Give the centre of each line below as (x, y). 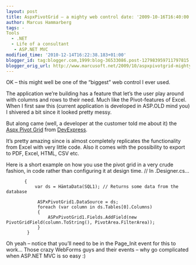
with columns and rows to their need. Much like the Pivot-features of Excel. (96, 100)
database (17, 192)
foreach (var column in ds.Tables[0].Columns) (95, 207)
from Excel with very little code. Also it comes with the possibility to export (96, 147)
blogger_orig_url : (28, 66)
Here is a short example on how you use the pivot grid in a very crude (90, 165)
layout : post (22, 11)
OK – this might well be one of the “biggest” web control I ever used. (88, 82)
